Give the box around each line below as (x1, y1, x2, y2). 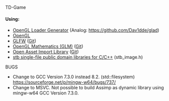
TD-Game (5, 5, 26, 10)
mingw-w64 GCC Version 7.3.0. (12, 90, 79, 96)
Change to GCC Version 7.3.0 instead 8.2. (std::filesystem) (12, 74, 135, 80)
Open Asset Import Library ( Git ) (12, 49, 79, 55)
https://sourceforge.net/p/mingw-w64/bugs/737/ (12, 79, 116, 85)
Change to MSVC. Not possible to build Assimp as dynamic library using (12, 85, 164, 91)
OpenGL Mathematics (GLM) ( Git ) (12, 43, 83, 50)
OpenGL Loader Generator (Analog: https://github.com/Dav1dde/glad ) (12, 27, 159, 33)
